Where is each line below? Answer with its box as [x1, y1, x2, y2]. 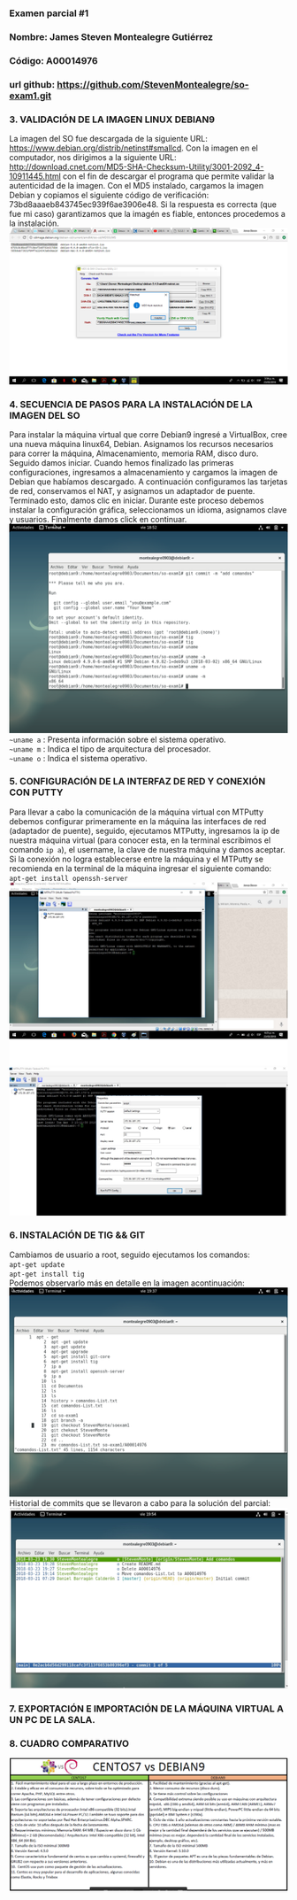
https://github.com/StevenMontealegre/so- [57, 78, 249, 90]
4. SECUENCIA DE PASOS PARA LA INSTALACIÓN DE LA [9, 398, 254, 410]
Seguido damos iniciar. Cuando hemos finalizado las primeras [9, 458, 234, 468]
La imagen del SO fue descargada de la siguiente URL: [9, 133, 208, 143]
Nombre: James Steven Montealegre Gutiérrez [9, 30, 214, 42]
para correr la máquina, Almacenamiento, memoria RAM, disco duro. [9, 448, 259, 459]
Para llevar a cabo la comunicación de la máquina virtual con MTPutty [9, 807, 263, 817]
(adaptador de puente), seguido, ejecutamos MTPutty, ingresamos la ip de [9, 825, 280, 836]
